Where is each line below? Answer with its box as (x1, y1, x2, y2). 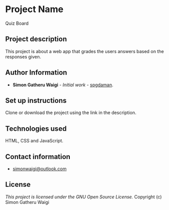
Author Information (5, 68, 67, 77)
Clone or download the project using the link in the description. (5, 110, 137, 116)
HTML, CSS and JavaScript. (5, 138, 64, 144)
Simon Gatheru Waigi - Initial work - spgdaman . (12, 82, 114, 88)
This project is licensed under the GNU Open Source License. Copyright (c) (5, 193, 162, 200)
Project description (5, 35, 67, 43)
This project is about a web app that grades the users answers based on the (5, 48, 164, 54)
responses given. (5, 54, 41, 60)
